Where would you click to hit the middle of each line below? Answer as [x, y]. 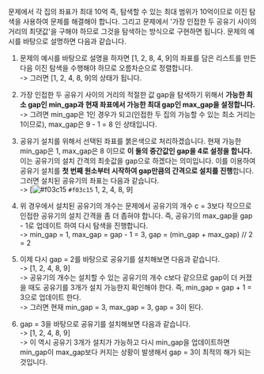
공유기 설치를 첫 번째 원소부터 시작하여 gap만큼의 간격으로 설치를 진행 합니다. [137, 171]
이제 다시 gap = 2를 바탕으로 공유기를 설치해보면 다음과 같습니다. [120, 259]
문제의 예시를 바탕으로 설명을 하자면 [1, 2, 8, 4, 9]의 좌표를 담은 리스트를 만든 [138, 58]
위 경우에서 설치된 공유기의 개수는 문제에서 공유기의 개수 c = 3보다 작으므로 [136, 206]
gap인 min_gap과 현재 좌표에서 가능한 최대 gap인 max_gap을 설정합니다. [141, 104]
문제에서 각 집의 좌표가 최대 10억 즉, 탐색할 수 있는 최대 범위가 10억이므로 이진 [128, 11]
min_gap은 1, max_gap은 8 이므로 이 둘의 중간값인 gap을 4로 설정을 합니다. [136, 151]
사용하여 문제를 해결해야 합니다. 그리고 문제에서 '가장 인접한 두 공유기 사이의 [140, 21]
